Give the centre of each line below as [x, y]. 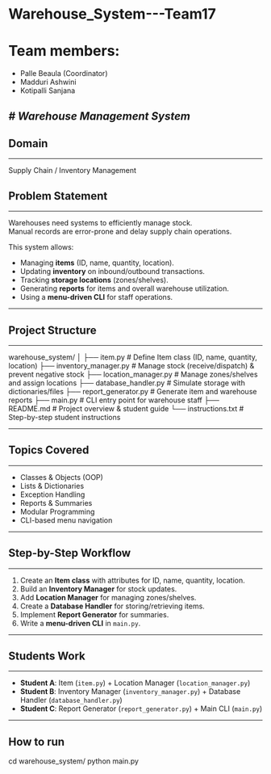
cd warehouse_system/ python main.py [74, 761]
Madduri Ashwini [48, 82]
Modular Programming [57, 511]
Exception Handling [52, 494]
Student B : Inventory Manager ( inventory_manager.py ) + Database [130, 692]
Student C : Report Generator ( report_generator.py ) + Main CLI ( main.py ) [141, 709]
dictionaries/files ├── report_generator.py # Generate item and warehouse [133, 391]
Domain [28, 143]
